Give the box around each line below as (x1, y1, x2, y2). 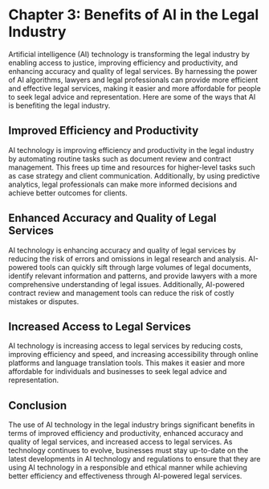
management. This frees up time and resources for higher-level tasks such (8, 162, 255, 172)
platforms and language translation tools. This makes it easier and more (8, 358, 245, 368)
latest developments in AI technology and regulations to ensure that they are (8, 454, 261, 464)
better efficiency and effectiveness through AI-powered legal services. (8, 471, 243, 481)
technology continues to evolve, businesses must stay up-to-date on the (8, 446, 249, 455)
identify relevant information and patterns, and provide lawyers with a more (8, 271, 258, 281)
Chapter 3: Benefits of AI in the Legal (8, 6, 259, 24)
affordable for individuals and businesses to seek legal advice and (8, 367, 227, 376)
